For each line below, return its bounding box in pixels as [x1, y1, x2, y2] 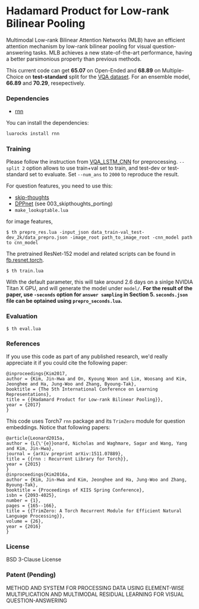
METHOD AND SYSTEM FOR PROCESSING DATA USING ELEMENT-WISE [6, 584, 185, 591]
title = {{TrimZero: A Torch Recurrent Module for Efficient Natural [6, 508, 182, 514]
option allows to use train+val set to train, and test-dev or [26, 164, 166, 172]
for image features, [6, 218, 53, 225]
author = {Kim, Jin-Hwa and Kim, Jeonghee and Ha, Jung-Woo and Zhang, [6, 477, 187, 483]
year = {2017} [6, 402, 42, 408]
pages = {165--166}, [6, 503, 58, 509]
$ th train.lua [6, 268, 44, 274]
